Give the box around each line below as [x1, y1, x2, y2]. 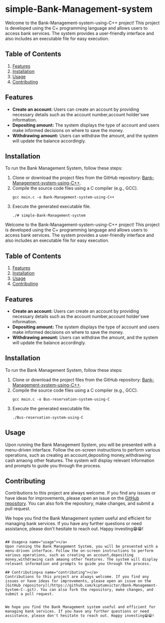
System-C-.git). [5, 587, 39, 592]
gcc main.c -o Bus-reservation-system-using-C [12, 397, 110, 401]
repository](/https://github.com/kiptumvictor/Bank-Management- [23, 583, 158, 588]
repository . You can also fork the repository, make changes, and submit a [5, 500, 154, 506]
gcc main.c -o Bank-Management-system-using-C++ [12, 195, 115, 200]
